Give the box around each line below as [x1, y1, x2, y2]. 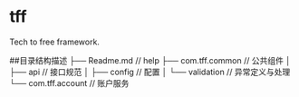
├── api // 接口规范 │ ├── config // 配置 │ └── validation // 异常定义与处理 [9, 66, 291, 77]
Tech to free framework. [9, 36, 100, 47]
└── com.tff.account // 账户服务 [9, 77, 130, 88]
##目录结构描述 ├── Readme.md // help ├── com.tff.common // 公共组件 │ [9, 54, 292, 65]
